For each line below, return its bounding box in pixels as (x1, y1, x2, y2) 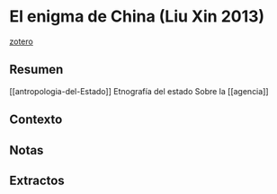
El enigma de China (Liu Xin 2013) (9, 6, 265, 27)
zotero (9, 36, 33, 47)
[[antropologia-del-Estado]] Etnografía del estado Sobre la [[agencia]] (9, 85, 269, 96)
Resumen (9, 62, 64, 77)
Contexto (9, 112, 63, 128)
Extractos (9, 172, 65, 188)
